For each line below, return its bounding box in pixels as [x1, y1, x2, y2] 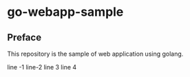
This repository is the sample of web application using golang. [7, 49, 184, 58]
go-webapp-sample [7, 4, 124, 20]
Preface [7, 32, 42, 43]
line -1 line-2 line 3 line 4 [7, 63, 77, 71]
